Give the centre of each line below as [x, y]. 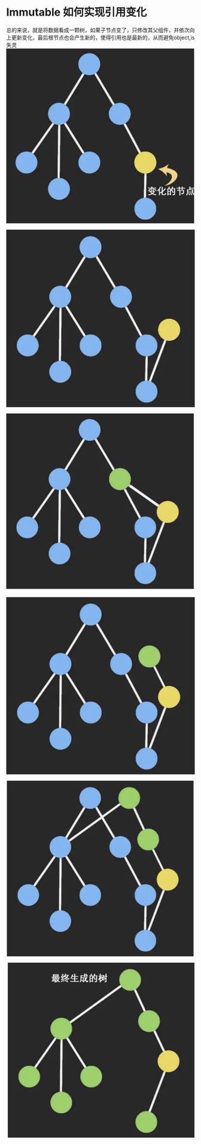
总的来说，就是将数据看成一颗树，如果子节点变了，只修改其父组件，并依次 [98, 30]
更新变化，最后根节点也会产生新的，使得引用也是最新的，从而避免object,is [103, 37]
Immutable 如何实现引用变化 [77, 12]
